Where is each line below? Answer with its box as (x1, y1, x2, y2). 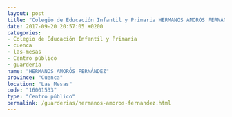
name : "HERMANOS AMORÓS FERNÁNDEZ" (7, 67, 110, 74)
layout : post (7, 10, 45, 17)
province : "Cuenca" (7, 74, 64, 81)
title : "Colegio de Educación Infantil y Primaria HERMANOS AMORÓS (7, 17, 206, 23)
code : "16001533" (7, 87, 57, 94)
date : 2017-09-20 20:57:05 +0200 (7, 23, 104, 30)
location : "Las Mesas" (7, 81, 72, 87)
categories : (7, 29, 41, 36)
